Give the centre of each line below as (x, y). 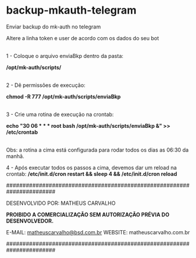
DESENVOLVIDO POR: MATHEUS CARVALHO (61, 203)
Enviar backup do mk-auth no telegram (54, 27)
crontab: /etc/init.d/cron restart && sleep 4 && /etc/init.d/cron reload (92, 174)
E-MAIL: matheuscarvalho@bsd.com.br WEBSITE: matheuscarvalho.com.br (98, 232)
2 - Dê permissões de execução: (46, 85)
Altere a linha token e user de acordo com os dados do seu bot (83, 38)
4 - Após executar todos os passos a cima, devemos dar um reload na (92, 167)
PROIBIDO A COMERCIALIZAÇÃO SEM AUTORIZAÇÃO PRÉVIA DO (88, 214)
